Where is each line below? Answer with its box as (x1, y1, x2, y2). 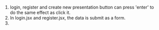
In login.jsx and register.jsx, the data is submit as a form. (9, 15, 126, 20)
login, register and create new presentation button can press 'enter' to (9, 4, 155, 10)
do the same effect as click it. (9, 9, 71, 15)
